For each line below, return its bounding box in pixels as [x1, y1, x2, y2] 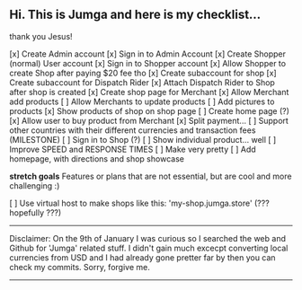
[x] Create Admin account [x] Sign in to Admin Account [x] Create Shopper [9, 48, 286, 59]
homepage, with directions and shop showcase [9, 153, 184, 164]
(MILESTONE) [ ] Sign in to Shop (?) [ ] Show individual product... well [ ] [9, 134, 277, 145]
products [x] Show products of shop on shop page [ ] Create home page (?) [9, 105, 290, 116]
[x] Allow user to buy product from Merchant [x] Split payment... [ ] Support [9, 115, 289, 126]
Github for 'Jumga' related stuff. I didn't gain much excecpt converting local [9, 242, 289, 253]
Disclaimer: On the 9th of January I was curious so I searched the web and [9, 233, 286, 243]
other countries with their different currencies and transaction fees [9, 125, 256, 136]
